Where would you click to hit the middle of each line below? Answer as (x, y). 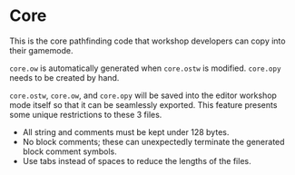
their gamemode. (41, 50)
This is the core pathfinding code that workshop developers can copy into (147, 41)
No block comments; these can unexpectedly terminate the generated (153, 141)
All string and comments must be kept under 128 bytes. (126, 131)
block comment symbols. (69, 151)
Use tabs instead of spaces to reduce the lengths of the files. (137, 160)
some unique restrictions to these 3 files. (86, 114)
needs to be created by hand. (64, 77)
